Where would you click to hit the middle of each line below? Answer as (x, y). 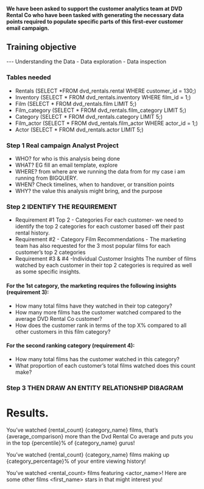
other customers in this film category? (63, 331)
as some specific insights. (48, 272)
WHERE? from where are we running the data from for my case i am (100, 171)
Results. (27, 413)
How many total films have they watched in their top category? (93, 306)
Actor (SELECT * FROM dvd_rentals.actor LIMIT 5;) (79, 129)
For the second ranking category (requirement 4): (71, 346)
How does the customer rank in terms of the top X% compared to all (101, 325)
